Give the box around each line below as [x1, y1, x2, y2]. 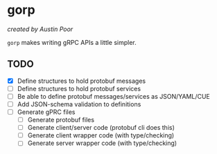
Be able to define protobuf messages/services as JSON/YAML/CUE [17, 92, 210, 100]
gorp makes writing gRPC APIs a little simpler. [7, 38, 137, 46]
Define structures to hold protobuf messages [17, 77, 146, 85]
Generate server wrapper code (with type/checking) [27, 139, 177, 147]
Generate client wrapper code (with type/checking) [27, 131, 175, 139]
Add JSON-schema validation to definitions [17, 99, 141, 108]
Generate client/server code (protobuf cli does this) [27, 124, 175, 132]
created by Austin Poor [7, 25, 73, 33]
